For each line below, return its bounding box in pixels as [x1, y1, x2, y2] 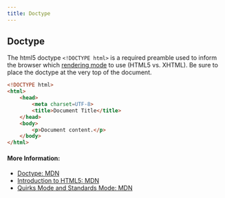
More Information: [7, 154, 61, 162]
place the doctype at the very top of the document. [7, 68, 152, 76]
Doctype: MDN [17, 169, 60, 177]
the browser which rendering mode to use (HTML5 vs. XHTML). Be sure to [7, 61, 219, 69]
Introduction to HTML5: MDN [17, 177, 100, 185]
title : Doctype [7, 10, 51, 17]
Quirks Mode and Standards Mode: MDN [17, 184, 133, 192]
